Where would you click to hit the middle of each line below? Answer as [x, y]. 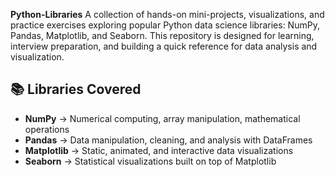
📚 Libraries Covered [76, 89]
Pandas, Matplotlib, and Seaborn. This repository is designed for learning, [162, 35]
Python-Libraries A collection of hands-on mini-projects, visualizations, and [167, 14]
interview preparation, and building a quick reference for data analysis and [164, 46]
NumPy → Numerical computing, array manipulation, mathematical [162, 118]
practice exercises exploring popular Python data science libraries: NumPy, [165, 25]
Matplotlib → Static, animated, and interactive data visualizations [159, 150]
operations [47, 129]
